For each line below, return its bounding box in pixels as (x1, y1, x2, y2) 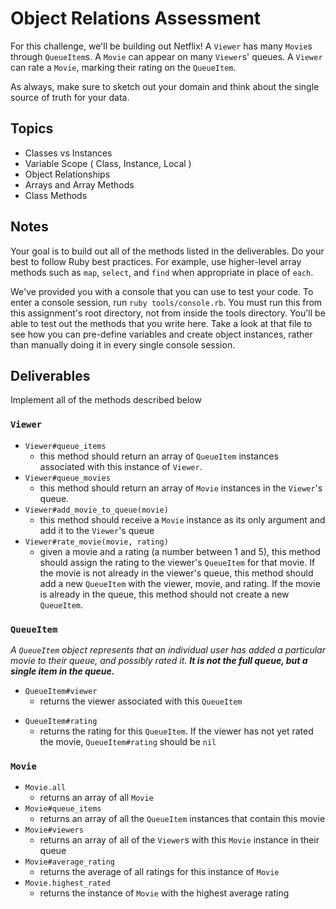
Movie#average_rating (24, 857, 115, 867)
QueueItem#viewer (24, 686, 98, 696)
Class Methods (24, 189, 88, 201)
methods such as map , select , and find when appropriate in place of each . (10, 266, 314, 278)
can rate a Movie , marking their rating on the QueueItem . (10, 61, 237, 73)
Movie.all (24, 783, 67, 793)
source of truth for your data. (10, 91, 130, 103)
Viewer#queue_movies (24, 473, 111, 483)
